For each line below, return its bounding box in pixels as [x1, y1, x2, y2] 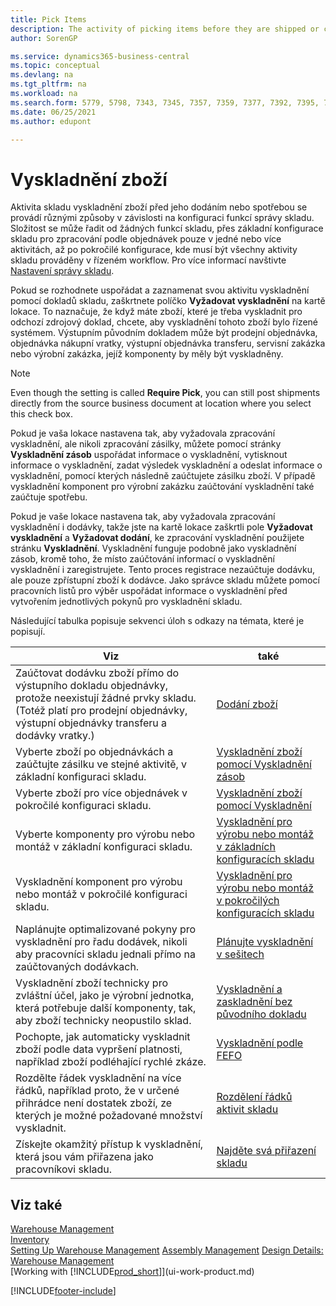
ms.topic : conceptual [10, 61, 101, 71]
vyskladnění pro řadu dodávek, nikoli [15, 935, 188, 949]
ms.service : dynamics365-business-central [10, 51, 190, 61]
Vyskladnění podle [216, 1036, 304, 1050]
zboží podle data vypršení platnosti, [15, 1042, 183, 1056]
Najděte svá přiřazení [216, 1144, 317, 1158]
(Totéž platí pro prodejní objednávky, [15, 704, 188, 718]
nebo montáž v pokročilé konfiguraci [15, 887, 188, 901]
